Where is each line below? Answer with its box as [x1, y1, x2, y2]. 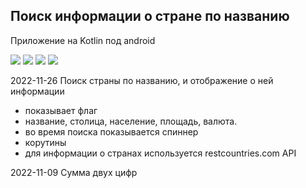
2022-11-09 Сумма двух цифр [10, 166, 138, 178]
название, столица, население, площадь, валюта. [24, 115, 238, 127]
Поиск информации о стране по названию [10, 8, 290, 25]
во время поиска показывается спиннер [24, 125, 199, 138]
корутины [24, 136, 67, 148]
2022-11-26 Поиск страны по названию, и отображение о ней [10, 74, 274, 86]
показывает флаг [24, 104, 98, 116]
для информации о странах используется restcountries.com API [24, 147, 297, 159]
